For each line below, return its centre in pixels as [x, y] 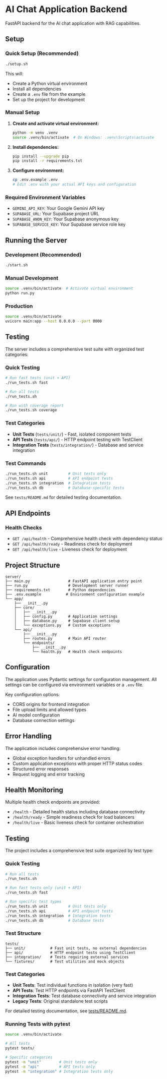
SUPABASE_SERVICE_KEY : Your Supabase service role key [69, 224]
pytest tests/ [20, 1048]
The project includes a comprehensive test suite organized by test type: [79, 851]
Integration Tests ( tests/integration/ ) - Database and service [78, 445]
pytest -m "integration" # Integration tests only [59, 1071]
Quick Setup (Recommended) [42, 53]
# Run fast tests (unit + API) [38, 378]
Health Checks [24, 527]
